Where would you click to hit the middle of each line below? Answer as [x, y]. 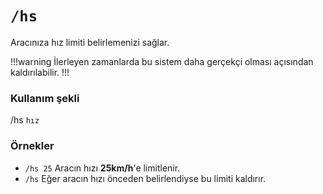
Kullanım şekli [45, 98]
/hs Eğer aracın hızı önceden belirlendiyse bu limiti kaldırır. [145, 178]
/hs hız [25, 120]
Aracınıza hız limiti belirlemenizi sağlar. [90, 42]
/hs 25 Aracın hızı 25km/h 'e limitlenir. [102, 168]
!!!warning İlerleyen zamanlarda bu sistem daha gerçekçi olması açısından [162, 61]
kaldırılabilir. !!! [40, 72]
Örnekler [32, 146]
